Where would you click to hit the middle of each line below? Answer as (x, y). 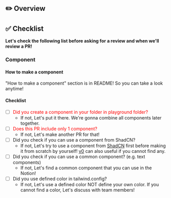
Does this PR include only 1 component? (55, 128)
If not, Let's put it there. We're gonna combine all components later (91, 117)
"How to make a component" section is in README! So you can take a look (84, 83)
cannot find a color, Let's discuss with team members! (77, 190)
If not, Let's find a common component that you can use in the (86, 168)
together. (30, 123)
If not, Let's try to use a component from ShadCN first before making (93, 146)
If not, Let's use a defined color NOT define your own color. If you (90, 184)
